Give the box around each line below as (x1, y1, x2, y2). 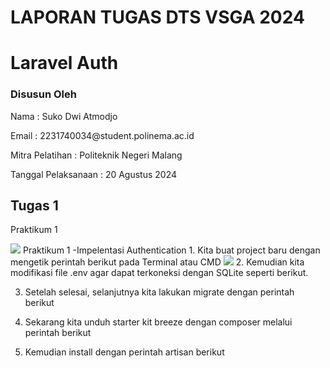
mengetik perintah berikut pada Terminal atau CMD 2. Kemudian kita (10, 256, 305, 268)
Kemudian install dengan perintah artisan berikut (24, 346, 225, 358)
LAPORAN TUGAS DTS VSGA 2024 (10, 6, 305, 29)
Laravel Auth (10, 52, 119, 75)
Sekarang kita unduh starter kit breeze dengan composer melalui (24, 316, 293, 328)
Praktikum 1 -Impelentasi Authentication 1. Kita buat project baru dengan (22, 244, 321, 256)
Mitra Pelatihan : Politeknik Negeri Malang (10, 149, 183, 161)
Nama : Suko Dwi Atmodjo (10, 110, 118, 122)
